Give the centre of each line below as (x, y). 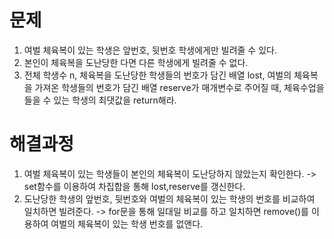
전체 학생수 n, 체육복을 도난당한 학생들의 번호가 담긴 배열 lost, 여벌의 (157, 75)
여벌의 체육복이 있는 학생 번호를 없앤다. (127, 223)
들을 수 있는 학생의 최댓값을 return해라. (100, 100)
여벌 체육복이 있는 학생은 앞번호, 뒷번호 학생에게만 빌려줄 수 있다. (150, 50)
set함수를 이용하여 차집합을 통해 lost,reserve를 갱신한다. (134, 186)
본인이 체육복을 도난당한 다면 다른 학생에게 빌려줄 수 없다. (136, 62)
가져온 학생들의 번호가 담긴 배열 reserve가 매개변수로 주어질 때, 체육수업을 (179, 87)
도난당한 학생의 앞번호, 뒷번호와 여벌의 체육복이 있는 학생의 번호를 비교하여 (169, 198)
